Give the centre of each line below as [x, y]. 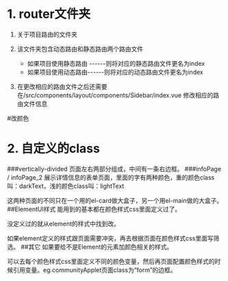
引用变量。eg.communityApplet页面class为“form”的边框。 [94, 270]
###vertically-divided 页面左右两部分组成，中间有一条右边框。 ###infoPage [114, 169]
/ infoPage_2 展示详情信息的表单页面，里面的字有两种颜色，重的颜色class [111, 177]
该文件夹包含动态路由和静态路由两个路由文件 [80, 49]
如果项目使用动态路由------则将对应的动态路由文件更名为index [115, 72]
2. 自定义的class [54, 149]
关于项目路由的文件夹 [47, 34]
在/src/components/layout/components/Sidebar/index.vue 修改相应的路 [118, 95]
